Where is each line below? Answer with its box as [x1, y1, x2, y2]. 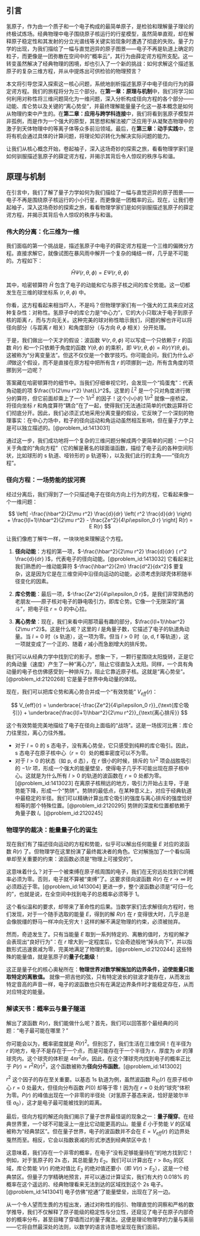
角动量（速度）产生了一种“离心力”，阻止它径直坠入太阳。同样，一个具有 [11, 660, 189, 668]
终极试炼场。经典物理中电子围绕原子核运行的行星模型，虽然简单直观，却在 [6, 30, 189, 37]
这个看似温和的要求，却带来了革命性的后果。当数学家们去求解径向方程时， [6, 903, 189, 911]
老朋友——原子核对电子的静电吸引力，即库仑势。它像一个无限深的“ [14, 598, 179, 605]
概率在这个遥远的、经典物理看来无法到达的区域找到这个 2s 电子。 [6, 1181, 167, 1188]
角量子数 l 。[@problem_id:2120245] [14, 809, 103, 816]
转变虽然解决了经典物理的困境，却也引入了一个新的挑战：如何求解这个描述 [6, 60, 189, 67]
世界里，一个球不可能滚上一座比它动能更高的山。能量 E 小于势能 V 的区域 [11, 1120, 191, 1127]
